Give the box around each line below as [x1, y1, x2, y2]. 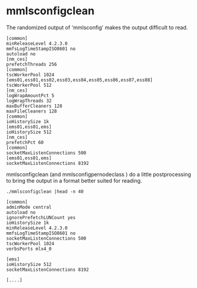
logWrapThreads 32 [6, 98, 52, 104]
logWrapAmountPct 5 [6, 92, 55, 99]
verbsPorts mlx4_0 [6, 246, 52, 252]
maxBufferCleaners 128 [6, 103, 62, 109]
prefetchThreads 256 [6, 61, 58, 67]
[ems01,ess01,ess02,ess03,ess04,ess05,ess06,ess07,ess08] [6, 77, 153, 83]
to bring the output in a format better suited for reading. [6, 177, 142, 184]
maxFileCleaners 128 [6, 108, 58, 114]
